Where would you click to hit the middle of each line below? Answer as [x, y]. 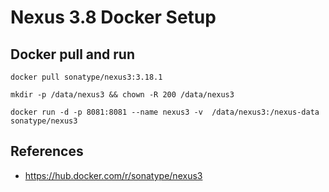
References [47, 151]
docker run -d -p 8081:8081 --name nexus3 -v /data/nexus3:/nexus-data [165, 112]
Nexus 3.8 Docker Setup [113, 17]
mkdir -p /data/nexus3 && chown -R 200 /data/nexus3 [122, 95]
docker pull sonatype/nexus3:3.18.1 [86, 77]
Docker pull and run [72, 54]
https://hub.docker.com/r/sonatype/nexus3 [113, 175]
